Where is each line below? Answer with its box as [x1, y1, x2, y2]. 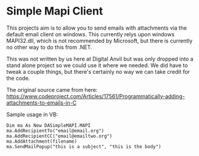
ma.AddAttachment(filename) [6, 138, 78, 145]
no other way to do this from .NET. [6, 44, 92, 51]
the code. [6, 74, 30, 82]
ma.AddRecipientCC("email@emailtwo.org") [6, 133, 113, 139]
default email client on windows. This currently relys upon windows [6, 30, 175, 37]
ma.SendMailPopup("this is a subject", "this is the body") [6, 143, 162, 149]
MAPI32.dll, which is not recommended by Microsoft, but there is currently [6, 37, 193, 44]
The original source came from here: [6, 86, 98, 93]
